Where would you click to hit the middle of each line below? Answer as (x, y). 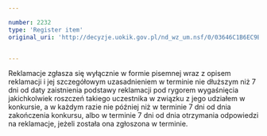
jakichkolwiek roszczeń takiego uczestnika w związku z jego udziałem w (127, 99)
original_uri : (32, 37)
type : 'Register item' (46, 30)
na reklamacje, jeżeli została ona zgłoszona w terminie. (98, 124)
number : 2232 (30, 22)
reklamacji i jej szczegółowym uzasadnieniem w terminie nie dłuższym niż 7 (132, 82)
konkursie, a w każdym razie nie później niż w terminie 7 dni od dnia (120, 107)
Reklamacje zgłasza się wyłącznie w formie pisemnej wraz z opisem (120, 74)
